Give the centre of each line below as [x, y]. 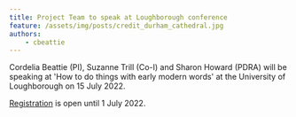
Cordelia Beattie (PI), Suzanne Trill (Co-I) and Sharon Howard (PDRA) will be [148, 67]
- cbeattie [45, 42]
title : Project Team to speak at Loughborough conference [118, 17]
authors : [25, 34]
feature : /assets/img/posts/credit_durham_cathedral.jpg [117, 26]
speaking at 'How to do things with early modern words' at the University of [148, 77]
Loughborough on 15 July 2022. [67, 86]
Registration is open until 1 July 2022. [78, 104]
